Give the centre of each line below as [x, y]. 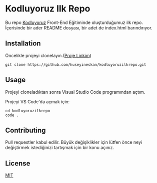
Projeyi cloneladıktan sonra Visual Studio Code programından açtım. [75, 92]
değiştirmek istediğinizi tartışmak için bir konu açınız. [59, 148]
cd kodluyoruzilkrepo [28, 111]
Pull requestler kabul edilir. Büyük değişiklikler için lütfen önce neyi [74, 142]
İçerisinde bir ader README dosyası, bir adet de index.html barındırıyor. [79, 27]
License [18, 163]
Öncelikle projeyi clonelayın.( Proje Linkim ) [48, 55]
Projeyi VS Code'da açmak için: [37, 101]
